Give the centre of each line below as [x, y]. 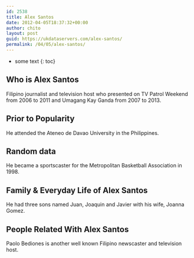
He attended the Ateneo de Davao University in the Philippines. [83, 133]
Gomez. [16, 211]
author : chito [24, 28]
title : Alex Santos [30, 17]
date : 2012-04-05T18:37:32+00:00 [47, 22]
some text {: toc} [35, 61]
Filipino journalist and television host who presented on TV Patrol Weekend [97, 94]
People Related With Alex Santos [68, 229]
